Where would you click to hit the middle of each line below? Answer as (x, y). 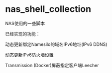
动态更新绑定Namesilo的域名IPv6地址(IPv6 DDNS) (56, 44)
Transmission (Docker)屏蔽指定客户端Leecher (52, 65)
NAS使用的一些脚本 (25, 23)
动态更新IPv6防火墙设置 (29, 55)
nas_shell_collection (48, 9)
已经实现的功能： (23, 34)
